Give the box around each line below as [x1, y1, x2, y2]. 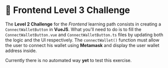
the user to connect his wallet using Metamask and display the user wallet [5, 42, 159, 48]
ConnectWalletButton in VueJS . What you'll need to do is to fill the [5, 26, 142, 32]
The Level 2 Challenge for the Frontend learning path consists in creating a [5, 21, 161, 27]
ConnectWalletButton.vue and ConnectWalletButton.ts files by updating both [5, 31, 163, 37]
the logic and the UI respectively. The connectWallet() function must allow [5, 37, 159, 43]
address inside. [5, 47, 37, 53]
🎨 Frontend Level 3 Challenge [5, 4, 130, 16]
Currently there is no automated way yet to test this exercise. [5, 57, 132, 63]
